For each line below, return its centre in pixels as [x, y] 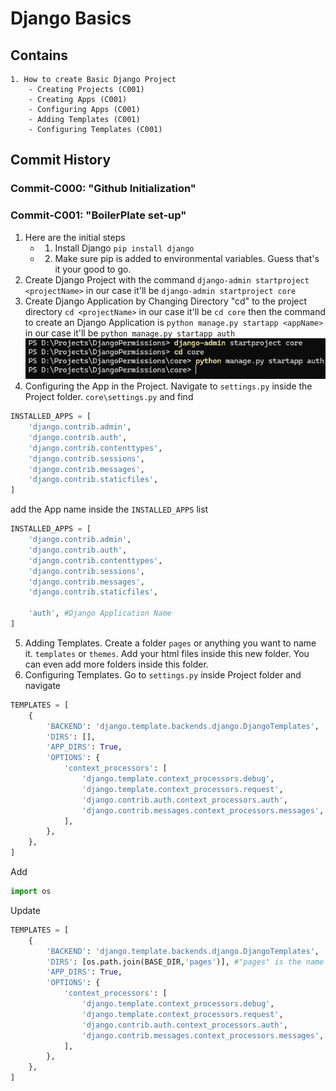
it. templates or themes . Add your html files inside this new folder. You [167, 653]
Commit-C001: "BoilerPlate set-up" [98, 215]
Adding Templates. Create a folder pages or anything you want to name [170, 643]
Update [26, 910]
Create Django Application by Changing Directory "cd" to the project [166, 301]
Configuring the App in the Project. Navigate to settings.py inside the [168, 386]
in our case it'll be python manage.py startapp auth [130, 333]
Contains [39, 55]
